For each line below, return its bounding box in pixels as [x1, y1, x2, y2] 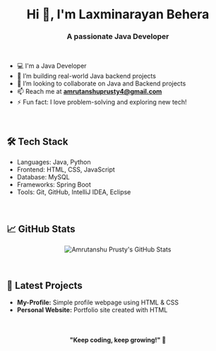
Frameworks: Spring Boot [16, 180, 91, 189]
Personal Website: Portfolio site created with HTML [16, 305, 168, 314]
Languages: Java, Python [16, 158, 91, 167]
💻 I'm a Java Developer [16, 61, 87, 70]
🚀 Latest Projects [6, 279, 83, 292]
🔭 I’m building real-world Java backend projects [16, 72, 157, 81]
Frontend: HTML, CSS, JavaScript [16, 165, 116, 174]
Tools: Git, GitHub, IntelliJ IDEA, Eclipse [16, 188, 131, 196]
